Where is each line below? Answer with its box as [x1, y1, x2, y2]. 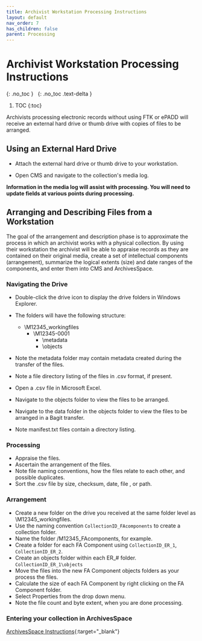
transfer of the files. [14, 361, 65, 368]
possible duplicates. [14, 474, 65, 481]
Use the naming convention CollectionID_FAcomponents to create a [14, 522, 181, 529]
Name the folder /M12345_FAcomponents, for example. [14, 535, 153, 542]
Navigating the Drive [6, 280, 68, 288]
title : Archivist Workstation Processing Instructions [6, 8, 147, 15]
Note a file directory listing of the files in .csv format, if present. [14, 372, 173, 379]
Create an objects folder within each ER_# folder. [14, 554, 137, 561]
